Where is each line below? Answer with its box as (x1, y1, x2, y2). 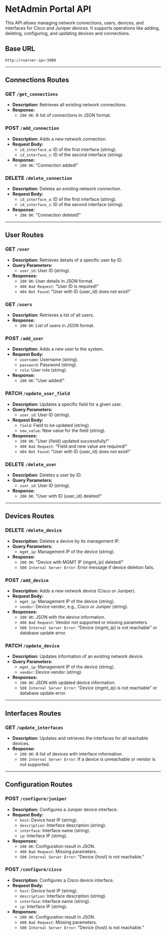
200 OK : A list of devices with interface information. (19, 751, 123, 757)
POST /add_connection (5, 125, 59, 131)
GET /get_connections (5, 90, 58, 97)
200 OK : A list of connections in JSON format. (19, 112, 111, 118)
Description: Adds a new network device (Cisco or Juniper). (12, 588, 136, 594)
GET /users (5, 300, 33, 307)
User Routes (5, 231, 44, 239)
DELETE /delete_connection (5, 174, 73, 181)
